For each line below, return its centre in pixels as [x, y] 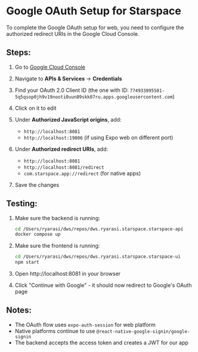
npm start [27, 263]
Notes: [19, 311]
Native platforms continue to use [55, 331]
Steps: [18, 53]
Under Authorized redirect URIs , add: [61, 149]
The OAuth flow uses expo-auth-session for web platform [85, 325]
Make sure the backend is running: [57, 218]
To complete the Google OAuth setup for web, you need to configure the [95, 27]
